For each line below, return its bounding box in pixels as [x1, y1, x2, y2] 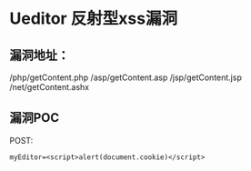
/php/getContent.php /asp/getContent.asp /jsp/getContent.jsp [9, 72, 243, 83]
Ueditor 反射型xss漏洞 [9, 8, 178, 29]
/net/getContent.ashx [9, 82, 89, 92]
